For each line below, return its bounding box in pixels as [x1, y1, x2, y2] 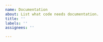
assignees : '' [5, 25, 35, 30]
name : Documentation [5, 7, 48, 12]
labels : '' [5, 21, 28, 26]
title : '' [5, 16, 26, 21]
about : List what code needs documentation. [5, 12, 99, 17]
